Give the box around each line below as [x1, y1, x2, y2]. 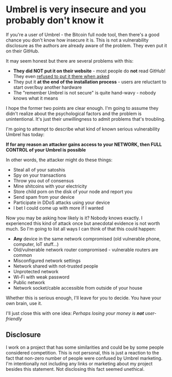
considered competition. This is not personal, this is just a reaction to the [6, 349, 159, 355]
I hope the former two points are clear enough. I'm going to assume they [6, 105, 159, 111]
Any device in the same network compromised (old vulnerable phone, [13, 235, 161, 242]
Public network [13, 279, 46, 286]
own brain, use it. [6, 300, 42, 306]
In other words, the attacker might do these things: [6, 157, 113, 163]
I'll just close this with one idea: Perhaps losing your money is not [6, 310, 144, 316]
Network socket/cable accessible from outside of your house [13, 285, 143, 291]
